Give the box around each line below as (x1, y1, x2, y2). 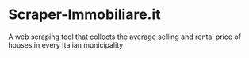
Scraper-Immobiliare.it (8, 6, 161, 24)
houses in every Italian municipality (8, 40, 124, 49)
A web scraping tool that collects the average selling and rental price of (8, 32, 242, 41)
